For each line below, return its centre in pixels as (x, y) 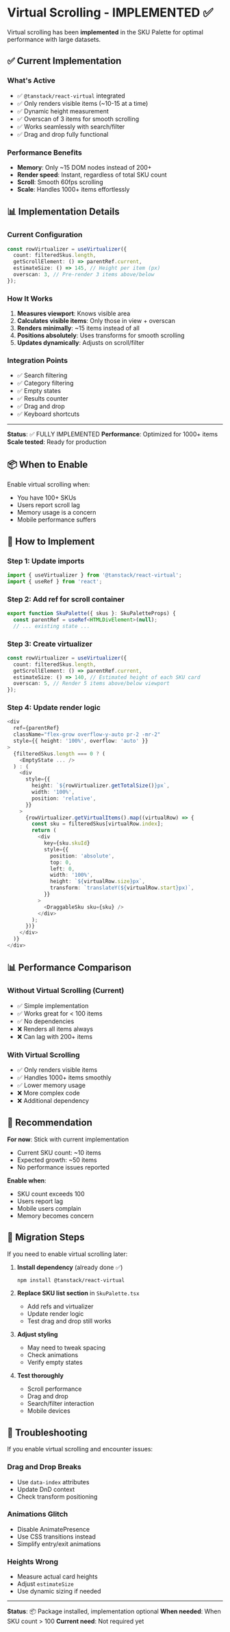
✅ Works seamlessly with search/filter (71, 126)
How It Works (30, 298)
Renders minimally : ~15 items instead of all (78, 328)
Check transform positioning (57, 1497)
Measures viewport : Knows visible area (74, 313)
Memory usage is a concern (56, 513)
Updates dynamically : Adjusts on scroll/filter (81, 343)
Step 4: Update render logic (54, 708)
